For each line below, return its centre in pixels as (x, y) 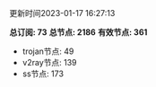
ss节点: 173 (43, 74)
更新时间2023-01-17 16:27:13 (62, 13)
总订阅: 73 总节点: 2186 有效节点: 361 (78, 32)
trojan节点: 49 (48, 51)
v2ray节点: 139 (49, 62)
